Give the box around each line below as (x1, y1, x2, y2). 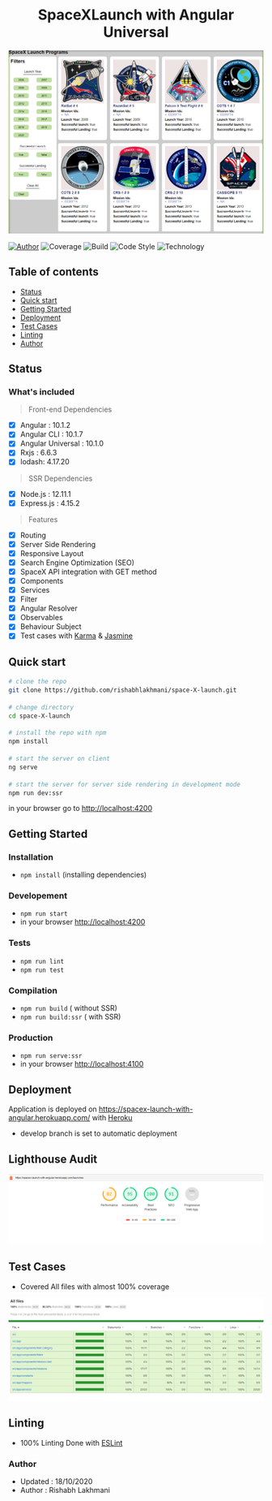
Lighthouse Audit (8, 1152, 98, 1166)
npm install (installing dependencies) (19, 870, 147, 880)
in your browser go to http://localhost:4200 (8, 804, 152, 813)
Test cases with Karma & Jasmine (19, 631, 134, 641)
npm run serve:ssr (19, 1052, 83, 1060)
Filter (19, 594, 38, 604)
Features (28, 514, 58, 524)
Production (8, 1032, 53, 1043)
